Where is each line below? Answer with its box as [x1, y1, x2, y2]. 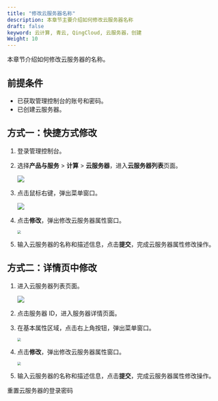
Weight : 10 [7, 36, 38, 42]
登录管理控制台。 [16, 147, 66, 155]
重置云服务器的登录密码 [7, 386, 73, 394]
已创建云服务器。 [16, 105, 66, 113]
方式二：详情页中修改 [7, 262, 97, 274]
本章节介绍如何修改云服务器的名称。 [7, 56, 109, 64]
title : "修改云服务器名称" [7, 10, 76, 17]
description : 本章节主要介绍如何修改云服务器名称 [7, 16, 134, 23]
